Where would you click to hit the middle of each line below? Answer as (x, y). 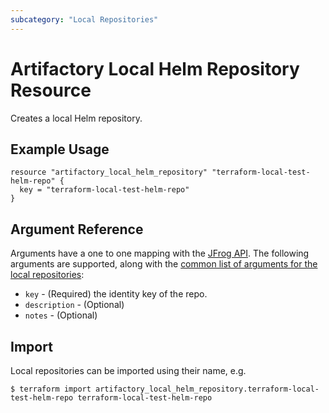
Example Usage (60, 149)
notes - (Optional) (61, 315)
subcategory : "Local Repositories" (84, 19)
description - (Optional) (74, 305)
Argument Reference (77, 229)
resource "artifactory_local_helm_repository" (109, 172)
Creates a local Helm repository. (76, 118)
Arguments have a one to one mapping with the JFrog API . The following (160, 253)
